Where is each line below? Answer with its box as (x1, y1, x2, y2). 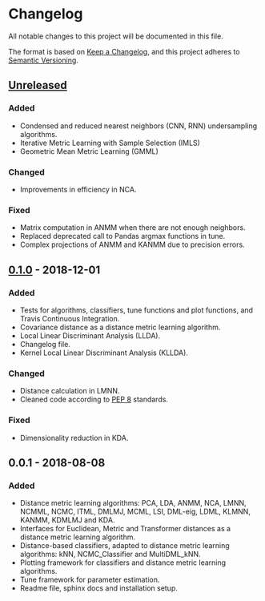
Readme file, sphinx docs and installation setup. (19, 583, 179, 593)
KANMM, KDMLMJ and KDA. (19, 515, 115, 525)
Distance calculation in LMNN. (19, 386, 120, 396)
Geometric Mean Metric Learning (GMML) (19, 146, 159, 156)
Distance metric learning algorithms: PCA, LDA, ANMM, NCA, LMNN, (19, 498, 247, 508)
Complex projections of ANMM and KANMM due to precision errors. (19, 240, 246, 249)
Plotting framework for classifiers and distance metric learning (19, 558, 227, 567)
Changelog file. (19, 339, 70, 349)
